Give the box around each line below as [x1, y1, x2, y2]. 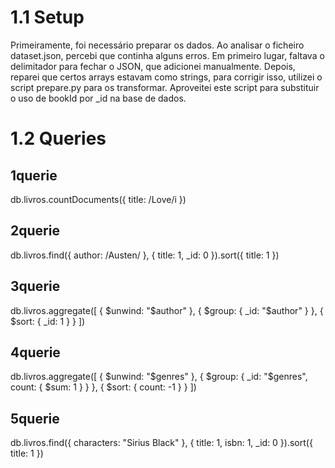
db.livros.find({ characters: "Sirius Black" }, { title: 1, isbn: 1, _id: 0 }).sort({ [10, 437, 313, 449]
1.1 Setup [10, 6, 85, 29]
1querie [10, 167, 58, 184]
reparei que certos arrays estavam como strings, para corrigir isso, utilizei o [10, 71, 323, 83]
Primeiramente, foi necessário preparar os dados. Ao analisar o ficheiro [10, 39, 305, 51]
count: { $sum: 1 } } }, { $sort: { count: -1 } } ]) [10, 381, 197, 393]
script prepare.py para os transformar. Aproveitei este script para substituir [10, 81, 320, 93]
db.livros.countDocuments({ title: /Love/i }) [10, 193, 187, 205]
